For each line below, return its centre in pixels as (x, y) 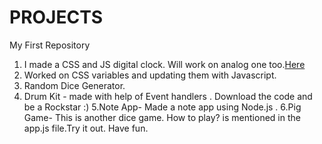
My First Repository (50, 45)
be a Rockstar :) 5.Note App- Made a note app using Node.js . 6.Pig (162, 107)
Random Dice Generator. (74, 85)
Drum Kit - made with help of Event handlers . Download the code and (168, 96)
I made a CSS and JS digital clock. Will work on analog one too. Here (164, 64)
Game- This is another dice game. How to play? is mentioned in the (162, 117)
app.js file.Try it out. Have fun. (86, 128)
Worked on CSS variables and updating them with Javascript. (150, 75)
